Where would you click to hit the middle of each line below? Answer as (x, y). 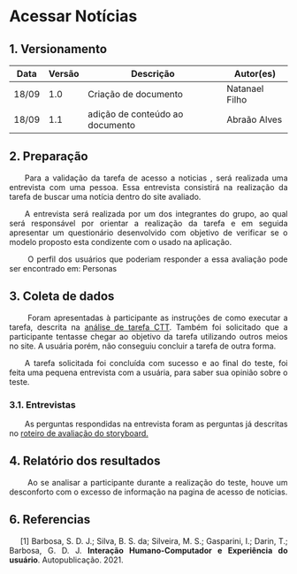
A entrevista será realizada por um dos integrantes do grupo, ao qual (156, 213)
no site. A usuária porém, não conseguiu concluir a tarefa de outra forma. (143, 346)
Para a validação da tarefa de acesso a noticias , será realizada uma (156, 178)
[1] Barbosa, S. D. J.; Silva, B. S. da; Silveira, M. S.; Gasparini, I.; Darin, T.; (154, 540)
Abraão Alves (255, 119)
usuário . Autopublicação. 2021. (66, 560)
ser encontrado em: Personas (63, 268)
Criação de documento (136, 94)
